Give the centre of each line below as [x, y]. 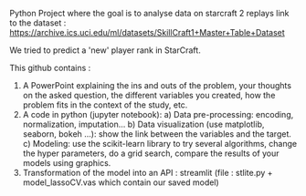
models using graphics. [67, 163]
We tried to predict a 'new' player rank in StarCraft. [105, 50]
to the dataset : [38, 23]
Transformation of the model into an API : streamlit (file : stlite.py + [148, 173]
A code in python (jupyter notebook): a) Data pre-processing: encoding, [158, 114]
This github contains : [50, 68]
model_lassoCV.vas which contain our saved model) [121, 182]
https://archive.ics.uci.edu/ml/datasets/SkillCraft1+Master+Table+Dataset [147, 32]
